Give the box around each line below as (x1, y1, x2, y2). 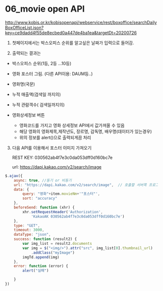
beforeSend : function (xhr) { (14, 205, 75, 210)
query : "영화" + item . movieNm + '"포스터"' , (22, 191, 100, 196)
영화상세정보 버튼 (12, 112, 45, 118)
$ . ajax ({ (5, 173, 23, 178)
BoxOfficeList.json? (5, 24, 44, 30)
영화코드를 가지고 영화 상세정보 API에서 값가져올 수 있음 (19, 122, 125, 128)
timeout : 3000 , (14, 227, 45, 233)
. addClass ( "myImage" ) (31, 250, 75, 255)
